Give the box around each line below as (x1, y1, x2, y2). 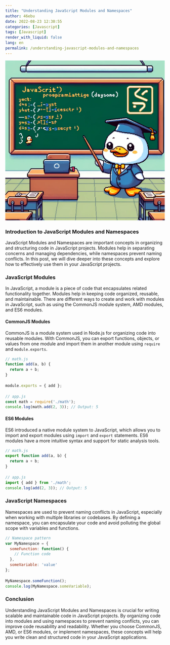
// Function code (14, 552, 51, 557)
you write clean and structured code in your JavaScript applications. (5, 634, 148, 640)
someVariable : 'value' (10, 562, 58, 567)
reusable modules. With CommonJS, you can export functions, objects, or (5, 335, 159, 341)
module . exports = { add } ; (5, 383, 62, 388)
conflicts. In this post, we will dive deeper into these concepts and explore (5, 256, 160, 262)
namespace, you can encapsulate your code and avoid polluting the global (5, 520, 161, 526)
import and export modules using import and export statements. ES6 (5, 432, 148, 438)
